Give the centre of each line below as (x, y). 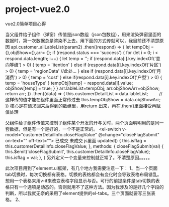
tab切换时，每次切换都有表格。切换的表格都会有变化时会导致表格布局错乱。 (83, 174)
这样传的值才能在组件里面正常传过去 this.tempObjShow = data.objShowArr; (83, 99)
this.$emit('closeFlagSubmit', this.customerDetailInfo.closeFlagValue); (78, 151)
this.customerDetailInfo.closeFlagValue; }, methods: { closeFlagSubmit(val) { (84, 146)
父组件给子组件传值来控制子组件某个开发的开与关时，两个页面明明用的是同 (82, 123)
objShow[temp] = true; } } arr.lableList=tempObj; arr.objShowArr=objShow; (82, 88)
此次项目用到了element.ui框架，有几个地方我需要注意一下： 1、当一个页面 (81, 168)
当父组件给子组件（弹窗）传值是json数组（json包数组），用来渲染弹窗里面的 (83, 34)
